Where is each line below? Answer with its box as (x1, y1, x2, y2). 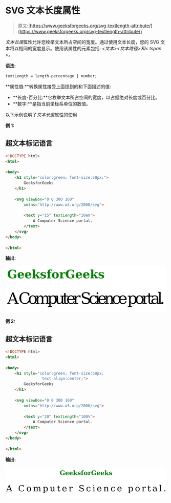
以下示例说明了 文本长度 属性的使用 (5, 111, 77, 118)
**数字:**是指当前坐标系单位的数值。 (12, 100, 91, 107)
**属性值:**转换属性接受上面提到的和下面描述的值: (5, 83, 112, 90)
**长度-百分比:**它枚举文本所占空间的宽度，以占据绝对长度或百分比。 (12, 94, 160, 100)
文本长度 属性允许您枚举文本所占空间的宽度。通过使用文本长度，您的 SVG (5, 39, 160, 45)
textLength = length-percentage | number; (5, 73, 97, 78)
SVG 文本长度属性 (5, 5, 80, 16)
